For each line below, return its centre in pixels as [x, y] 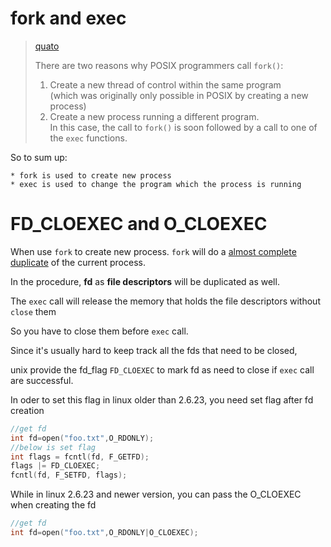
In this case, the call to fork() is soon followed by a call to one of [183, 127]
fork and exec [68, 18]
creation [27, 410]
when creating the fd [53, 505]
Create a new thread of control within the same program [165, 84]
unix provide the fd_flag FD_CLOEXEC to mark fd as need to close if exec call [162, 369]
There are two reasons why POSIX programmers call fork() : [159, 65]
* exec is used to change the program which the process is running [156, 184]
